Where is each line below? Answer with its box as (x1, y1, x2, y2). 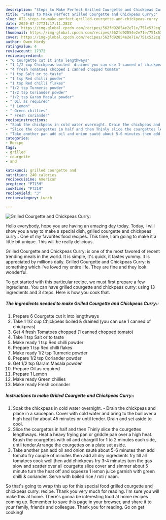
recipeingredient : (5, 53, 43, 58)
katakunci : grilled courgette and (5, 168, 77, 173)
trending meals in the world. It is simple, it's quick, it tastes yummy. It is (5, 253, 150, 260)
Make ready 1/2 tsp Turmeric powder (12, 349, 88, 356)
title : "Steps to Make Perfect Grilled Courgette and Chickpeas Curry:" (5, 12, 158, 17)
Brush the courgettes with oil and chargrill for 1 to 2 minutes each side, (12, 436, 157, 442)
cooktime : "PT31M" (5, 186, 43, 191)
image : (5, 26, 19, 31)
